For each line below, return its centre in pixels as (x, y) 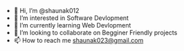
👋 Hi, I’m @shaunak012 (46, 11)
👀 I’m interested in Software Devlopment (71, 18)
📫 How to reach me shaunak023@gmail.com (79, 40)
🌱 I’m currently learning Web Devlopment (72, 25)
